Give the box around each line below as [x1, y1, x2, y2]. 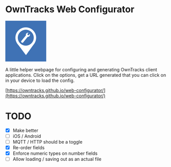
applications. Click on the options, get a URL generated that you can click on [5, 72, 166, 78]
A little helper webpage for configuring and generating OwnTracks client [5, 66, 157, 72]
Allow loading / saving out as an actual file [12, 156, 102, 162]
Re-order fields [12, 145, 45, 151]
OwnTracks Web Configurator [5, 4, 135, 15]
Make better [12, 127, 38, 133]
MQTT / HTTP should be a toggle [12, 139, 83, 145]
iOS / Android [12, 133, 41, 139]
